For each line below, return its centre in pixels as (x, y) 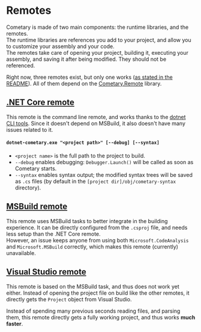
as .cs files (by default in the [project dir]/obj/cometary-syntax (95, 181)
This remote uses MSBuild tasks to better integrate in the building (87, 221)
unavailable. (21, 253)
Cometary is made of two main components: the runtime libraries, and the (97, 27)
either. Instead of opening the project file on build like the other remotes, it (98, 293)
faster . (15, 324)
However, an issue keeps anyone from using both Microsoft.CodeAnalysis (97, 240)
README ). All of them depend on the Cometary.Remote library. (84, 83)
